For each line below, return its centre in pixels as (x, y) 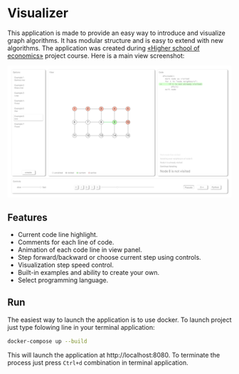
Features (27, 217)
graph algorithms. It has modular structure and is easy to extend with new (116, 40)
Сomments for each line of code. (66, 242)
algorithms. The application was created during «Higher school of (104, 48)
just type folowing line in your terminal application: (81, 327)
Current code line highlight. (58, 235)
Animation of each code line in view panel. (80, 250)
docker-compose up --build (47, 341)
